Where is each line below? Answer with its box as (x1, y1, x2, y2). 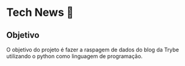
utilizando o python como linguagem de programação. (6, 53, 143, 60)
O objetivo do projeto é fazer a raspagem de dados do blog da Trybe (6, 46, 179, 53)
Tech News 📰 (6, 5, 74, 20)
